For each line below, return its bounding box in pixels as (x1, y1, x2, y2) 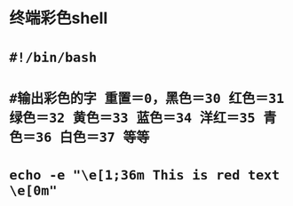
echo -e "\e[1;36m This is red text (9, 166, 281, 183)
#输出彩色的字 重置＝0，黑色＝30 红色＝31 (9, 90, 285, 107)
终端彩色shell (9, 8, 108, 28)
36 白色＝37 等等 (35, 129, 150, 146)
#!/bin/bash (9, 50, 98, 67)
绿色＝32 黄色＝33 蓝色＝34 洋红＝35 (9, 109, 256, 126)
